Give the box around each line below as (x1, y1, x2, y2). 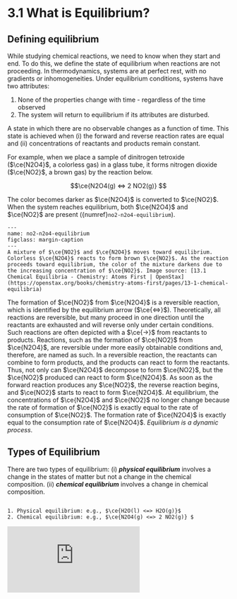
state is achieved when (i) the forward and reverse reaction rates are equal (7, 132, 224, 140)
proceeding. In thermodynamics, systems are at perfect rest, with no (7, 67, 207, 75)
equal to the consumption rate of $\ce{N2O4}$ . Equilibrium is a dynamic (7, 418, 219, 427)
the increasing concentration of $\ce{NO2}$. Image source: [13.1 (7, 267, 207, 274)
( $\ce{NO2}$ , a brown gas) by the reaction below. (7, 168, 153, 176)
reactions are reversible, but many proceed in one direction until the (7, 313, 205, 321)
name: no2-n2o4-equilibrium (7, 230, 90, 237)
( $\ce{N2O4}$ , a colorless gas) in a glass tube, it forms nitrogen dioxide (7, 160, 217, 169)
